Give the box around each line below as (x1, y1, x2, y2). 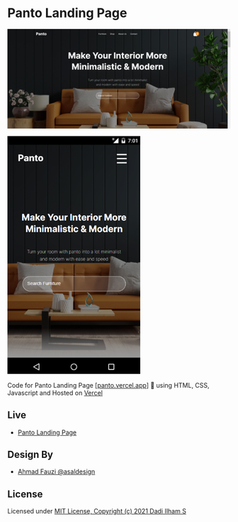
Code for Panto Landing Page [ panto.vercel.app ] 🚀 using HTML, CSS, (7, 380, 210, 389)
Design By (7, 448, 53, 460)
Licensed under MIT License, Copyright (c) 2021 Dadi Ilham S (7, 507, 186, 516)
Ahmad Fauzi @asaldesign (17, 467, 96, 476)
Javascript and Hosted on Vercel (7, 388, 103, 397)
